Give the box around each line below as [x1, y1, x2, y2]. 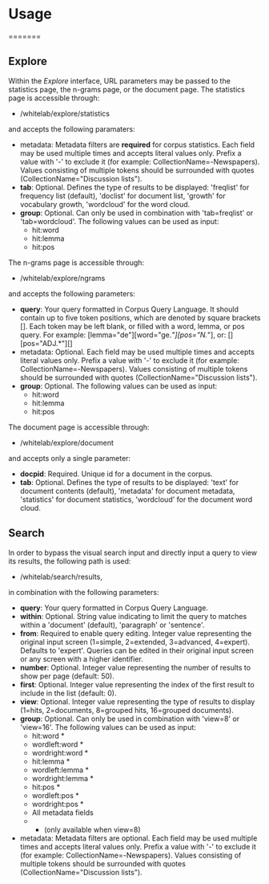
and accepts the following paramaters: [8, 124, 135, 133]
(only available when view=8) [43, 825, 142, 834]
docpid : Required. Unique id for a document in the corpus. [19, 469, 214, 479]
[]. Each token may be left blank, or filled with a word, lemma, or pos [19, 321, 246, 331]
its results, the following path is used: [8, 556, 131, 566]
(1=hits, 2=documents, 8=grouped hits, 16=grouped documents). [19, 705, 234, 715]
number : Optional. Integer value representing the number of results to [19, 662, 251, 672]
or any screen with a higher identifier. [19, 654, 143, 663]
